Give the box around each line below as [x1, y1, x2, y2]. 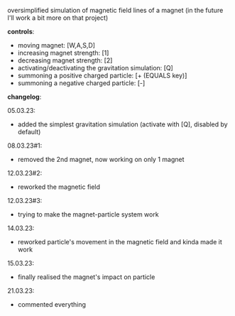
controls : [7, 28, 35, 36]
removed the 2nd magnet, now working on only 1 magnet [17, 156, 185, 163]
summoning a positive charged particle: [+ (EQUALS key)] [17, 71, 187, 80]
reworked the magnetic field [17, 182, 101, 191]
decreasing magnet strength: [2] [17, 56, 113, 65]
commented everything [17, 300, 87, 308]
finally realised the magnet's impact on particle [17, 273, 155, 281]
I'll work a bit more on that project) [7, 13, 109, 22]
